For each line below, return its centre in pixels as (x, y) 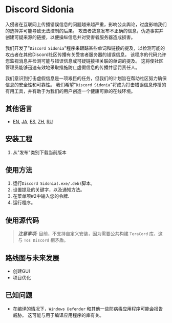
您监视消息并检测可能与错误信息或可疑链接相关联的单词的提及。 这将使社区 (84, 61)
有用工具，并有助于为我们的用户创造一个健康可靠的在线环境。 (70, 91)
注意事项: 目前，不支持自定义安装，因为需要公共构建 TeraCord (83, 234)
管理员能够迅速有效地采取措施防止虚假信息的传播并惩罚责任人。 (72, 67)
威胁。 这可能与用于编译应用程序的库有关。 (58, 315)
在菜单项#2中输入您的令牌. (41, 196)
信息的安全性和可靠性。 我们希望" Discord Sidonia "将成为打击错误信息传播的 (86, 84)
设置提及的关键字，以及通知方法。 (49, 190)
